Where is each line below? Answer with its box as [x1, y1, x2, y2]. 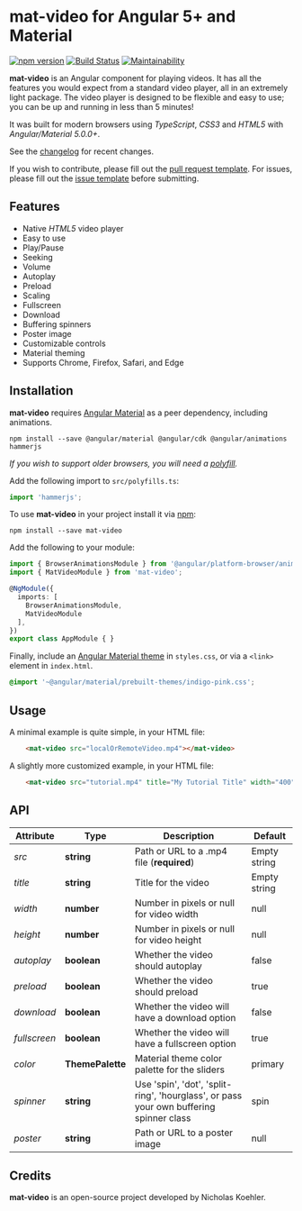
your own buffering [134, 1100, 216, 1113]
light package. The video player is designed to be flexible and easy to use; [9, 92, 285, 103]
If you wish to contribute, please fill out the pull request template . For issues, [9, 163, 293, 174]
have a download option [134, 1011, 236, 1024]
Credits [9, 1168, 52, 1183]
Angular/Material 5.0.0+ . [9, 128, 101, 139]
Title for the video [134, 876, 209, 888]
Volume [22, 261, 51, 272]
